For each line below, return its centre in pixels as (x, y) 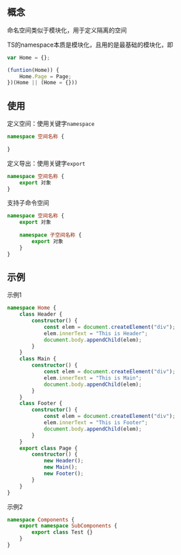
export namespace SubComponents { (68, 526)
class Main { (38, 359)
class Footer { (41, 404)
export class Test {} (62, 532)
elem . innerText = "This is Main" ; (93, 378)
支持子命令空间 (28, 203)
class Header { (41, 314)
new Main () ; (60, 467)
